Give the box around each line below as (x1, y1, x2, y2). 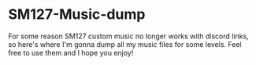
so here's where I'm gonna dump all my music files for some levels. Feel (8, 39, 242, 49)
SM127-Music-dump (8, 5, 146, 23)
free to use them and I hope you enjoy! (8, 48, 134, 57)
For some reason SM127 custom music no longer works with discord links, (8, 31, 250, 41)
